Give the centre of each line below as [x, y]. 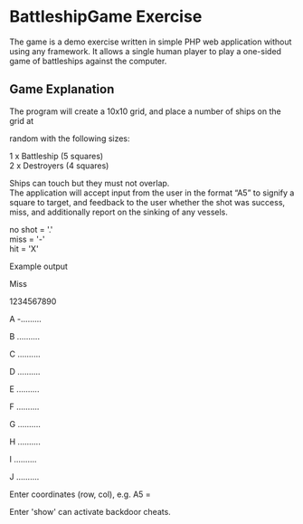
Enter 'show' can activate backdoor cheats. [90, 511]
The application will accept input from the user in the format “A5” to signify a [152, 193]
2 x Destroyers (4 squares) [59, 166]
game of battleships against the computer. [88, 61]
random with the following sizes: [70, 138]
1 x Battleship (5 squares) [57, 156]
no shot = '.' [31, 229]
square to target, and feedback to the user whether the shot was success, [147, 202]
